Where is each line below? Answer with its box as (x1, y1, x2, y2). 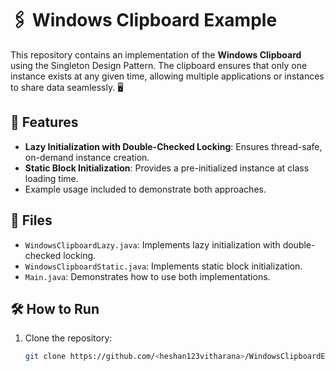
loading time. (24, 172, 79, 184)
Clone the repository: (24, 332, 113, 344)
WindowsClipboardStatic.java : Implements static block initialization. (24, 260, 303, 272)
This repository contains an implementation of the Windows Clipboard (10, 48, 302, 61)
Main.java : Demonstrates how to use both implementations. (24, 270, 271, 282)
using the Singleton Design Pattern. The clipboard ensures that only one (10, 59, 308, 71)
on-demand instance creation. (24, 151, 150, 163)
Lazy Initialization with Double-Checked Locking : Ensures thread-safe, (24, 140, 323, 152)
